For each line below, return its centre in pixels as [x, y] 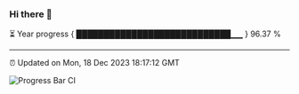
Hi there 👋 [31, 14]
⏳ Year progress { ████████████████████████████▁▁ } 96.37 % [145, 34]
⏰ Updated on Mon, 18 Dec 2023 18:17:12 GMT [95, 63]
